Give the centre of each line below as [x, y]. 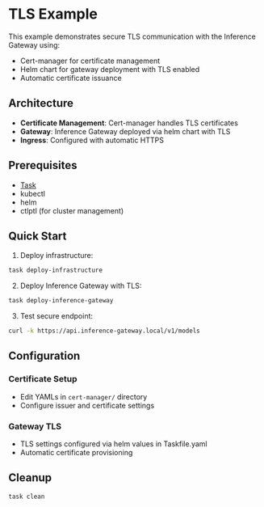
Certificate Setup [43, 379]
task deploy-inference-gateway [61, 301]
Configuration [44, 356]
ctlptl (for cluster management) [71, 210]
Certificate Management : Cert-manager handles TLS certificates [129, 123]
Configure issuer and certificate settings [87, 405]
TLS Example [53, 14]
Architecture [41, 103]
